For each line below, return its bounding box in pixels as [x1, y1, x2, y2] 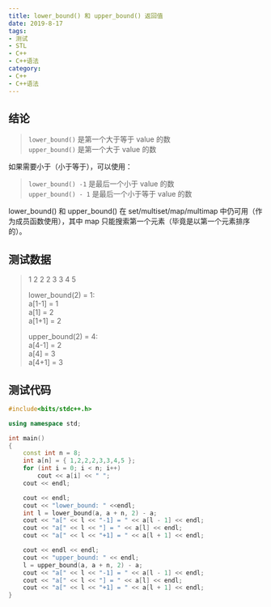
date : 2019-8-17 [8, 19, 63, 28]
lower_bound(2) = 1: [28, 291, 95, 300]
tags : [8, 27, 27, 35]
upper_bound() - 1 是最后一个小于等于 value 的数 [28, 189, 193, 199]
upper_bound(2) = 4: [28, 332, 99, 342]
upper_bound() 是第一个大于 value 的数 [28, 145, 157, 155]
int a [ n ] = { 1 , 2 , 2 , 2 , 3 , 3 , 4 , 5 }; [23, 456, 136, 465]
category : [8, 65, 42, 73]
